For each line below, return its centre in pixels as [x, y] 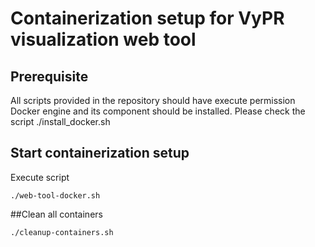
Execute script [40, 177]
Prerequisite [49, 76]
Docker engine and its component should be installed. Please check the [158, 111]
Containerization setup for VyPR [147, 18]
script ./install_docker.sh [60, 121]
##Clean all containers [56, 214]
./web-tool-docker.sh [55, 195]
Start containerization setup [100, 153]
